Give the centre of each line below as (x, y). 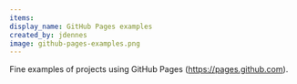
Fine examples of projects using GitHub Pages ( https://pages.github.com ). (149, 69)
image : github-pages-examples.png (75, 43)
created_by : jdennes (49, 35)
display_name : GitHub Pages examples (81, 26)
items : (22, 18)
